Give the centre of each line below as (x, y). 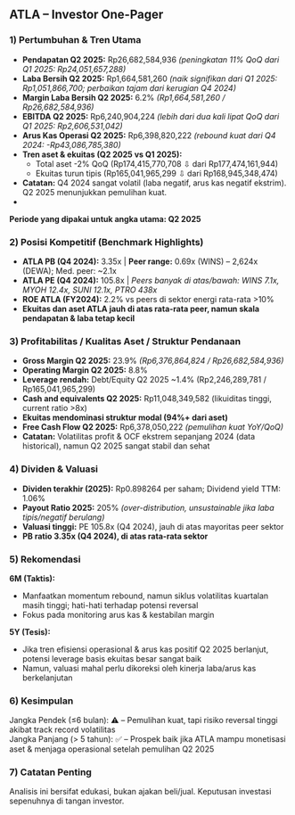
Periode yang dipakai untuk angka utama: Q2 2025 (105, 218)
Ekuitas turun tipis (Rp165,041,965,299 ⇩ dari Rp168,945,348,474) (156, 173)
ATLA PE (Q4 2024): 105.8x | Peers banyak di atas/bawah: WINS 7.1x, (151, 280)
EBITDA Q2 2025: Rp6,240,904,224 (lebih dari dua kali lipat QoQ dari (151, 116)
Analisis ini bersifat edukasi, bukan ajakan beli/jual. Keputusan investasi (140, 792)
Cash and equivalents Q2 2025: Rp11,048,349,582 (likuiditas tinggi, (147, 399)
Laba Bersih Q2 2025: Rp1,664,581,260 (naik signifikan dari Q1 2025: (150, 78)
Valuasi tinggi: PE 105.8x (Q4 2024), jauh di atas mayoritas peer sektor (153, 526)
